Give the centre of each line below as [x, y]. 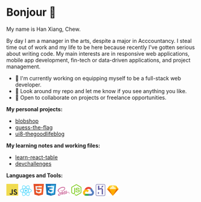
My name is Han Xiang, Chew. [43, 29]
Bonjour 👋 [31, 12]
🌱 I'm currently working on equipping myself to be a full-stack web [98, 78]
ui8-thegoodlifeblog [40, 134]
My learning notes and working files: [53, 145]
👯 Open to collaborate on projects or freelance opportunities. [91, 97]
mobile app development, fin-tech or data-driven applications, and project [98, 60]
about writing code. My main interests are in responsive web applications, [98, 53]
